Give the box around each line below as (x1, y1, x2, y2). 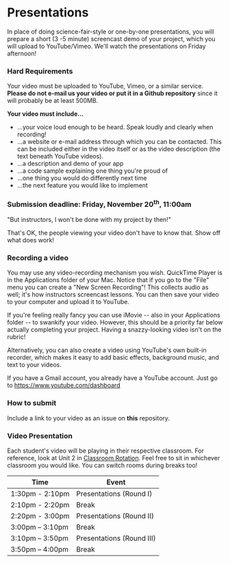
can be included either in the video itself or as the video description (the (16, 145, 221, 153)
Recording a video (7, 253, 69, 262)
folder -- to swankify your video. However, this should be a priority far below (7, 318, 223, 327)
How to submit (7, 399, 57, 408)
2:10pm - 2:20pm (10, 500, 70, 510)
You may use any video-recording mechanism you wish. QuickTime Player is (7, 268, 222, 277)
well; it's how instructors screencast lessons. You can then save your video (7, 290, 219, 299)
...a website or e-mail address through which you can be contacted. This (16, 138, 222, 146)
